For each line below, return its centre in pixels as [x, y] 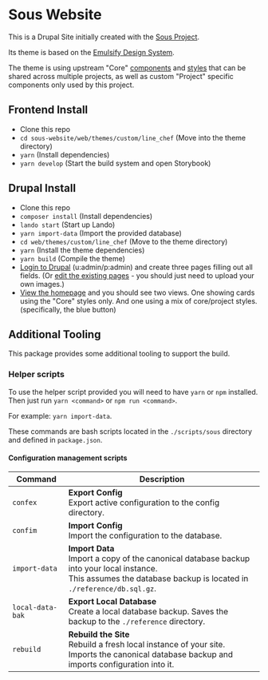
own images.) [42, 284]
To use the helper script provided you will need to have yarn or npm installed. [133, 392]
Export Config [95, 492]
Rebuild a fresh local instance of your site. [147, 644]
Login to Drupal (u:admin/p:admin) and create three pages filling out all [136, 267]
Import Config [95, 525]
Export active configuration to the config [144, 503]
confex [25, 502]
